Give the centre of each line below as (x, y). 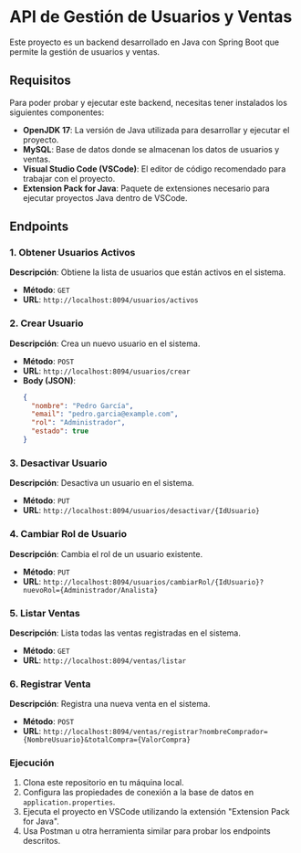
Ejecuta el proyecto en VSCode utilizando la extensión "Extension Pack (156, 812)
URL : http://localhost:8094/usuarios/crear (106, 371)
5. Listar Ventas (45, 613)
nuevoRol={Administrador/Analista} (90, 590)
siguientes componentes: (57, 112)
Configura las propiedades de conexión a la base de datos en (138, 793)
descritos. (42, 841)
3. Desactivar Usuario (58, 463)
